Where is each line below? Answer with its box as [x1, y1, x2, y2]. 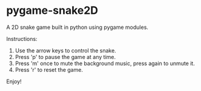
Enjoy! [6, 78, 22, 85]
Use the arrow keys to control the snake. [15, 46, 116, 54]
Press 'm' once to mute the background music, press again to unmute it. [15, 60, 195, 67]
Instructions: [6, 35, 38, 42]
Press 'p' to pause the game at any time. [15, 53, 116, 60]
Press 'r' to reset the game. [15, 66, 84, 73]
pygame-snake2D [6, 4, 99, 17]
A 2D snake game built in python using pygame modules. [6, 24, 148, 31]
